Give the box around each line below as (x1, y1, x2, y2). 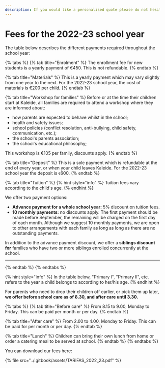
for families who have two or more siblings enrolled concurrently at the (5, 245, 149, 251)
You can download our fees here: (5, 348, 72, 354)
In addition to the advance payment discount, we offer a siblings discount (5, 239, 156, 245)
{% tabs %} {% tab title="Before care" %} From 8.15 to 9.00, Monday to (5, 303, 150, 309)
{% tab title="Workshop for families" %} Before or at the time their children (5, 94, 157, 100)
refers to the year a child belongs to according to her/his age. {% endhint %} (5, 279, 160, 285)
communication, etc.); (12, 130, 57, 136)
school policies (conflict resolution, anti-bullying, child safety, (12, 125, 137, 131)
